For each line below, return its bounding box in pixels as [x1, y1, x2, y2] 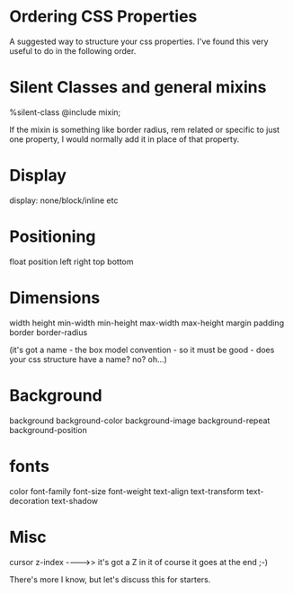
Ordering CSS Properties [9, 6, 198, 27]
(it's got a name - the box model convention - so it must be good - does [9, 344, 275, 355]
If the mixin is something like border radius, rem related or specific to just [9, 124, 280, 135]
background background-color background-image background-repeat [9, 415, 271, 426]
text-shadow [50, 495, 99, 506]
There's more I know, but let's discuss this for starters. [9, 573, 211, 585]
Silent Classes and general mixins [9, 77, 267, 98]
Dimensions [9, 288, 101, 307]
